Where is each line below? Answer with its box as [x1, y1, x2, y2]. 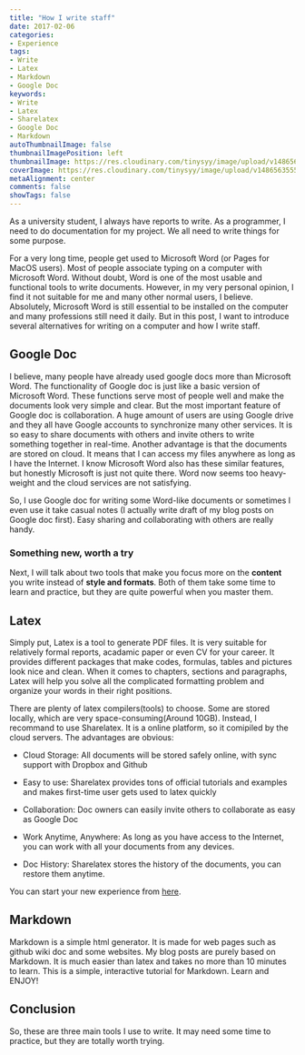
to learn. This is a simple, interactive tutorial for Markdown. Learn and [9, 965, 270, 976]
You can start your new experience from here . [9, 886, 182, 897]
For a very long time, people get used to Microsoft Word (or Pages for [9, 253, 271, 264]
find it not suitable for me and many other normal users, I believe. [9, 292, 254, 302]
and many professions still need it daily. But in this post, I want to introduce [9, 311, 290, 321]
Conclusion [9, 1001, 76, 1017]
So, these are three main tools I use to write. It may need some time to [9, 1025, 271, 1037]
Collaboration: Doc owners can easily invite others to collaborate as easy [22, 804, 296, 815]
